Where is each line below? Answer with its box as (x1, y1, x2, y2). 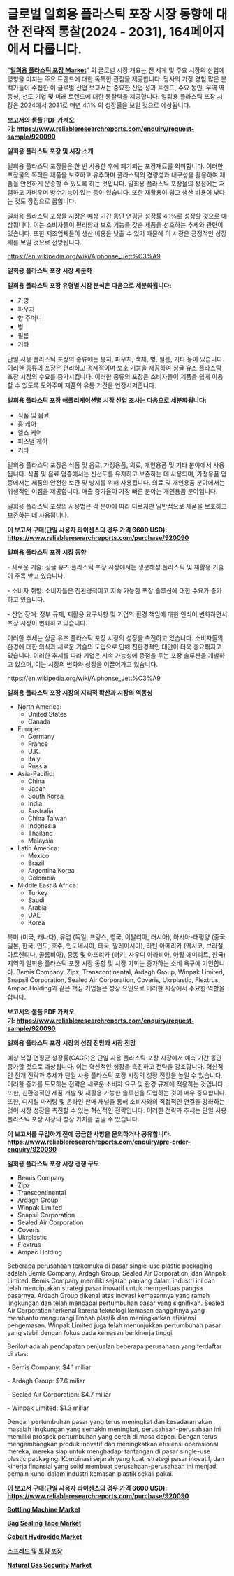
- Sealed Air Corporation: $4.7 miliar (7, 1390, 112, 1398)
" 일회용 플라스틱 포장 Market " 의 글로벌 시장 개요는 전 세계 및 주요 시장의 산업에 (7, 66, 225, 74)
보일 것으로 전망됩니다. (20, 237, 82, 246)
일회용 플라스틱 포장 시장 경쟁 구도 (7, 1159, 99, 1168)
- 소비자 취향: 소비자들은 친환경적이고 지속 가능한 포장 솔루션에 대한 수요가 (7, 586, 210, 595)
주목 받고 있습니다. (14, 572, 65, 580)
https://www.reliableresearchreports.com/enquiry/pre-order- (7, 1138, 191, 1146)
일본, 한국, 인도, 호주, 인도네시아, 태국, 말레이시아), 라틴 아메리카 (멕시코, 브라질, (7, 941, 226, 950)
